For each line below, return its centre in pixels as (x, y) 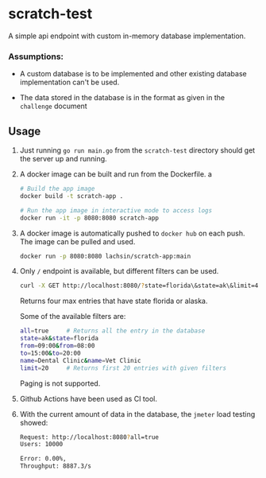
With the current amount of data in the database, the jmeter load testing (137, 414)
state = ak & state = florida (59, 339)
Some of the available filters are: (73, 317)
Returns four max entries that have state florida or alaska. (114, 301)
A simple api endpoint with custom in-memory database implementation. (127, 36)
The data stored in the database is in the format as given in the (122, 98)
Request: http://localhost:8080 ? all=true (89, 437)
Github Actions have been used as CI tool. (88, 398)
